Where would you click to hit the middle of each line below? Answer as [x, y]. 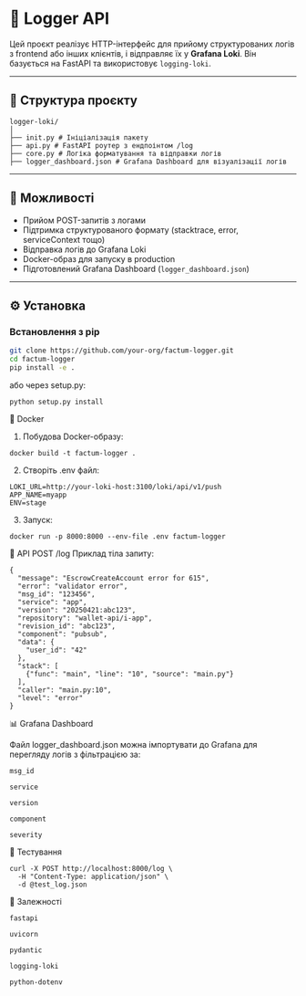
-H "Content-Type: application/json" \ [93, 876]
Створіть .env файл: [61, 470]
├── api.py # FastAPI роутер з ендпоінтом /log [102, 145]
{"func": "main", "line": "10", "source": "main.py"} [130, 674]
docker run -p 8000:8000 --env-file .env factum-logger [117, 536]
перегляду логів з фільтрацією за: [75, 754]
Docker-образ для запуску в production [99, 258]
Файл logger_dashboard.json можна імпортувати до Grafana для [133, 744]
